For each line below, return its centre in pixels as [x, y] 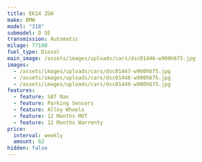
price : [17, 129]
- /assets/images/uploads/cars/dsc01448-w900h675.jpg [92, 78]
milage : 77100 [28, 45]
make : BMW [21, 20]
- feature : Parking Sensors [54, 103]
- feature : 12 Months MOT [51, 116]
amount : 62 [29, 142]
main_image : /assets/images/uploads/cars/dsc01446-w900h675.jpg [101, 59]
